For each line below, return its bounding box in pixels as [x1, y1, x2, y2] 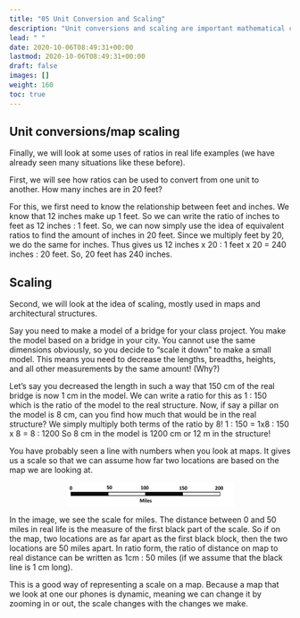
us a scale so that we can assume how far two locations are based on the [9, 455, 279, 466]
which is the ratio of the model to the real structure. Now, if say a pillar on [9, 400, 279, 411]
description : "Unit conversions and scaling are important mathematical [9, 23, 286, 33]
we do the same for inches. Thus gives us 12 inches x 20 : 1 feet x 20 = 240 [9, 240, 287, 250]
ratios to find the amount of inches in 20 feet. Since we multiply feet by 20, [9, 230, 284, 241]
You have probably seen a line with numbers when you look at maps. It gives [9, 445, 291, 456]
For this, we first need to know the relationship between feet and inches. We [9, 201, 290, 212]
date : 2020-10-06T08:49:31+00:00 [9, 43, 134, 52]
